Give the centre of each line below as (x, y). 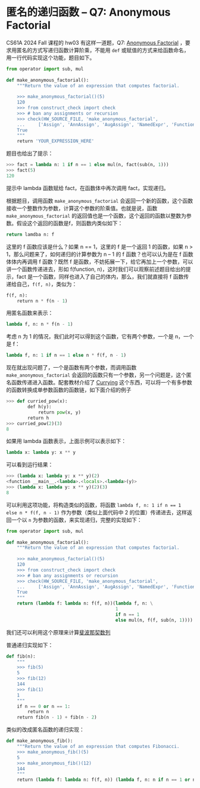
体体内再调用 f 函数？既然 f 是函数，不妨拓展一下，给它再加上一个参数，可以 (100, 261)
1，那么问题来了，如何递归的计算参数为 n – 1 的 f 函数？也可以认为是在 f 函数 (100, 254)
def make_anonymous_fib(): (40, 741)
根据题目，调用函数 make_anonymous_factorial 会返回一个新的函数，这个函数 (100, 200)
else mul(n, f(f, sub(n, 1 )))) (154, 620)
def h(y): (40, 407)
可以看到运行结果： (30, 465)
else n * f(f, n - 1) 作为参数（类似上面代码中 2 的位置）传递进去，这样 (97, 512)
